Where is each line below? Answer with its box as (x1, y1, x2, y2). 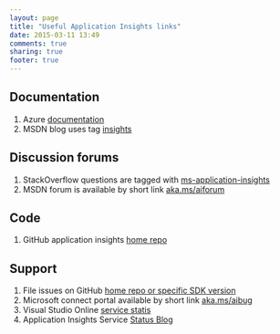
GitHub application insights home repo (22, 235, 168, 245)
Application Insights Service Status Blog (22, 314, 173, 325)
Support (9, 261, 57, 277)
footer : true (9, 56, 59, 65)
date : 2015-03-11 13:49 (9, 30, 100, 39)
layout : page (9, 13, 59, 23)
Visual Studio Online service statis (22, 305, 151, 316)
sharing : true (9, 47, 64, 57)
